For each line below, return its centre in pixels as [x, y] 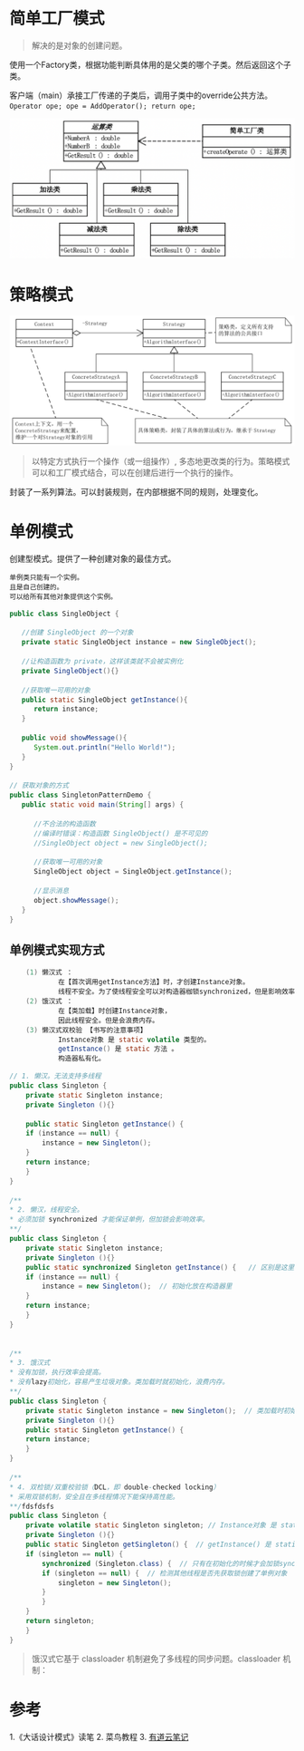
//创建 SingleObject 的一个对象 [77, 633]
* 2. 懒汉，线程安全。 [47, 1210]
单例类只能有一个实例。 [47, 577]
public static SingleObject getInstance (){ [104, 700]
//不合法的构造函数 [65, 824]
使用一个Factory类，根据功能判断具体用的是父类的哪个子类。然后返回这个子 [150, 64]
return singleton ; [60, 1621]
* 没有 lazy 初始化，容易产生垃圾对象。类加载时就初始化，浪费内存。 [119, 1382]
